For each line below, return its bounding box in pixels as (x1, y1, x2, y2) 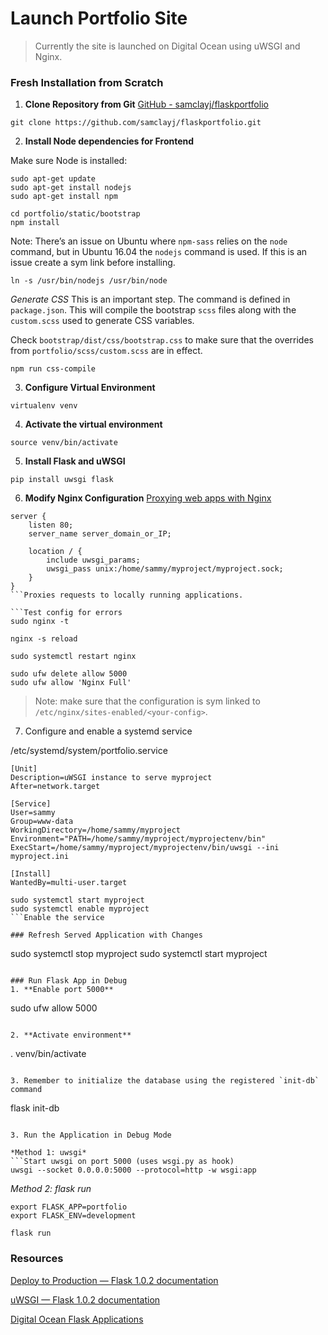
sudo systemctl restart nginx (10, 652, 137, 662)
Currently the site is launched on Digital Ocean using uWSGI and (34, 40, 301, 52)
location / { (28, 547, 83, 557)
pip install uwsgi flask (10, 475, 114, 485)
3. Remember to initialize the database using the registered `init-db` (10, 1076, 320, 1086)
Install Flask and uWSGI (24, 455, 126, 467)
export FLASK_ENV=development (10, 1211, 137, 1221)
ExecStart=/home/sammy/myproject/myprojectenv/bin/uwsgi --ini (10, 843, 280, 853)
